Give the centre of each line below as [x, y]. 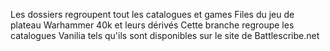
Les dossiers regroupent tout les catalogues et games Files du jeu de [152, 14]
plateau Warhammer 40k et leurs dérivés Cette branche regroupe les [152, 25]
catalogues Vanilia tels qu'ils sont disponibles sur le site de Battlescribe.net [165, 35]
